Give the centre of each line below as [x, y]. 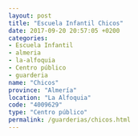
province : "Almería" [43, 90]
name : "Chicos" [34, 82]
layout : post [30, 16]
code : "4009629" [35, 105]
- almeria [25, 53]
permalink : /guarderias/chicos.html [69, 120]
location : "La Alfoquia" [50, 98]
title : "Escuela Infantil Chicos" [66, 23]
